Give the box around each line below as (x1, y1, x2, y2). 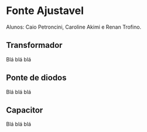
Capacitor (6, 105, 43, 115)
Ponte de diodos (6, 73, 67, 83)
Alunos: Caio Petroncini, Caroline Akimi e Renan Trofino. (6, 23, 142, 30)
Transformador (6, 40, 63, 50)
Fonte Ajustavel (6, 4, 84, 18)
